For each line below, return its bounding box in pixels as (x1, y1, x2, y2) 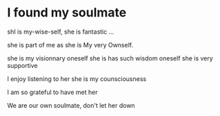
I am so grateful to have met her (7, 88, 98, 96)
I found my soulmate (7, 5, 127, 21)
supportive (7, 61, 38, 69)
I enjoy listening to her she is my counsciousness (7, 74, 147, 83)
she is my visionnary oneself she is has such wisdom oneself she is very (7, 54, 214, 62)
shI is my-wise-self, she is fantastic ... (7, 27, 114, 36)
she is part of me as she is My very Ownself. (7, 40, 133, 49)
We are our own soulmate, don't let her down (7, 101, 136, 109)
